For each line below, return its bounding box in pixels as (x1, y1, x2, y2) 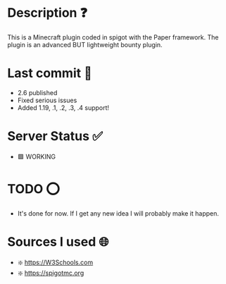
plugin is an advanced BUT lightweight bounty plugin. (7, 40, 163, 49)
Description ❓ (7, 5, 88, 21)
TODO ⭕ (7, 181, 60, 197)
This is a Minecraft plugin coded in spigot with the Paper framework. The (7, 32, 219, 42)
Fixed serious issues (17, 96, 77, 104)
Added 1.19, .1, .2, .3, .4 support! (17, 103, 110, 112)
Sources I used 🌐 (7, 233, 109, 249)
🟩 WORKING (17, 152, 56, 161)
